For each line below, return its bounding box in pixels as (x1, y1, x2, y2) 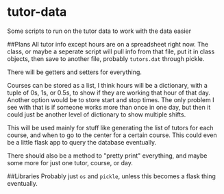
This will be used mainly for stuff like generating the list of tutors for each (7, 123, 214, 132)
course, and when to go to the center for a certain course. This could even (7, 131, 217, 139)
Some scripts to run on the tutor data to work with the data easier (7, 27, 192, 35)
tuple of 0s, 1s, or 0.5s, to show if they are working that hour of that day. (7, 88, 210, 97)
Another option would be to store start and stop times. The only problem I (7, 95, 214, 104)
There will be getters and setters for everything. (7, 68, 142, 76)
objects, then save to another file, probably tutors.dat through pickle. (7, 54, 205, 62)
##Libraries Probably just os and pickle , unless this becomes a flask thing (7, 172, 216, 180)
